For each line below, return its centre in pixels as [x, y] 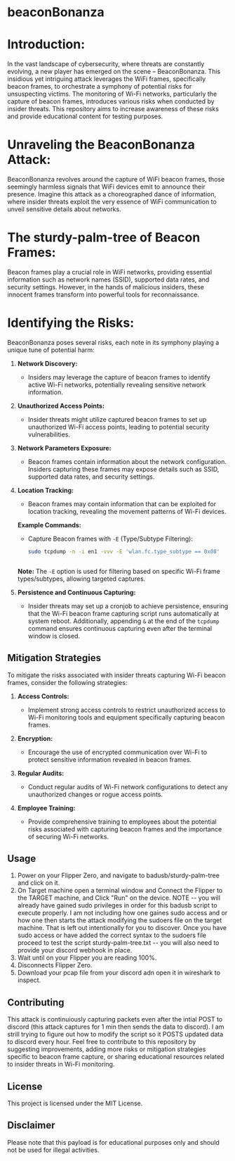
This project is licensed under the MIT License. [75, 1103]
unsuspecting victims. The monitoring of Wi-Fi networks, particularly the [112, 94]
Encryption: [35, 738]
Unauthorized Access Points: [61, 406]
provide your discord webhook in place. [75, 950]
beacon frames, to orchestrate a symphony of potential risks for [100, 87]
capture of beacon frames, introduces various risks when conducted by [111, 101]
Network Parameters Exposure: [64, 448]
